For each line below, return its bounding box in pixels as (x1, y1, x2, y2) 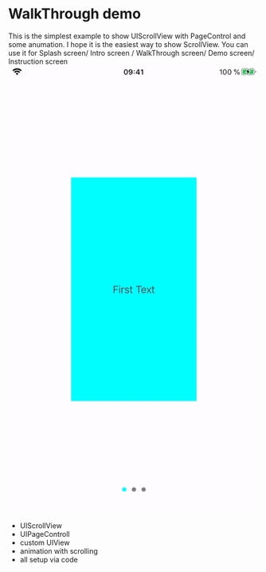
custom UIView (19, 538, 70, 547)
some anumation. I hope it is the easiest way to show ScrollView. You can (8, 39, 248, 49)
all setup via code (19, 555, 78, 565)
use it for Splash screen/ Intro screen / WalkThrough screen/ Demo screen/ (8, 48, 255, 57)
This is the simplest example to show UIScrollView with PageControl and (8, 31, 246, 41)
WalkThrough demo (8, 5, 142, 23)
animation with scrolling (19, 546, 98, 556)
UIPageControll (19, 530, 70, 539)
